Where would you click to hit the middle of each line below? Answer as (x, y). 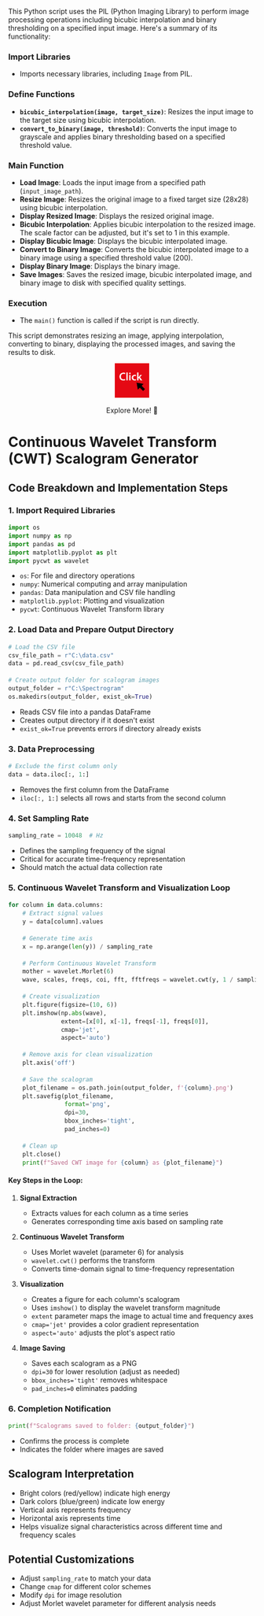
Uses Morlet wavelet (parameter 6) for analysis (108, 1252)
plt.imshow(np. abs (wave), (65, 1013)
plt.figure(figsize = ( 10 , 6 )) (70, 1004)
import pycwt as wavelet (49, 561)
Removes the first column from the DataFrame (94, 790)
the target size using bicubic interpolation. (88, 120)
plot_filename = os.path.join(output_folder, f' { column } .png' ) (128, 1088)
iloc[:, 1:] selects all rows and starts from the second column (123, 797)
